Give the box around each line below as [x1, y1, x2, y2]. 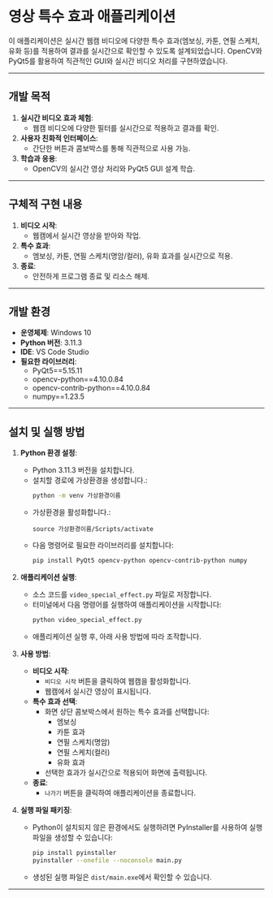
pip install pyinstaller [32, 848, 117, 857]
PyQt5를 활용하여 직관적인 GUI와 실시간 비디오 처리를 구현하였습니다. [8, 56, 228, 66]
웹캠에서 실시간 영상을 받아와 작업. [32, 231, 141, 240]
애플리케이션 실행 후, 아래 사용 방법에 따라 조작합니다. [32, 631, 201, 641]
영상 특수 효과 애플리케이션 [8, 7, 176, 26]
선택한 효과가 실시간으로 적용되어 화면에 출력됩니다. [44, 767, 208, 777]
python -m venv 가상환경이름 [32, 492, 121, 500]
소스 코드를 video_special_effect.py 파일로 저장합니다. [32, 589, 212, 599]
